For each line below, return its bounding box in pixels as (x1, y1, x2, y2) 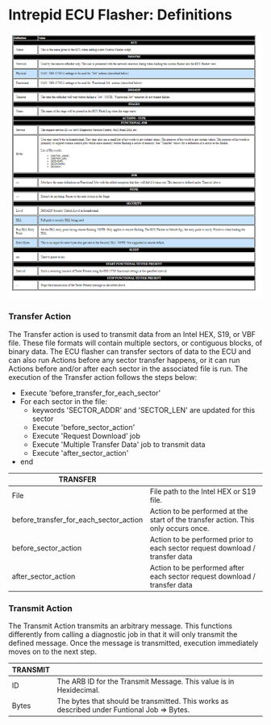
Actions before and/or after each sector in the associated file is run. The (8, 364, 248, 373)
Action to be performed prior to (149, 535, 254, 545)
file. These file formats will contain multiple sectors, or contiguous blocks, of (8, 338, 263, 348)
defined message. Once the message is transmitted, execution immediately (8, 639, 259, 648)
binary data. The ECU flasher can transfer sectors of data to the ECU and (8, 346, 252, 356)
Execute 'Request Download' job (31, 431, 141, 440)
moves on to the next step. (8, 647, 97, 656)
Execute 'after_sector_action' (31, 448, 129, 457)
